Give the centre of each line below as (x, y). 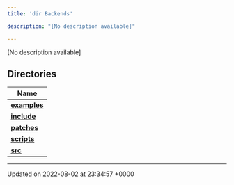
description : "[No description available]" (71, 26)
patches (25, 128)
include (23, 117)
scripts (23, 139)
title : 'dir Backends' (40, 14)
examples (27, 105)
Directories (32, 74)
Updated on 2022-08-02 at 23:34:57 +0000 (71, 174)
